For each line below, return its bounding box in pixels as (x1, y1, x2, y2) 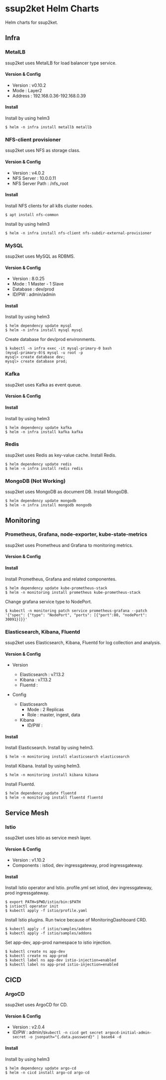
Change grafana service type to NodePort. (5, 598, 92, 605)
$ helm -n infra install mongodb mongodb (5, 503, 92, 508)
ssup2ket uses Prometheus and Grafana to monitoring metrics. (5, 542, 133, 548)
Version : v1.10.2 (12, 857, 46, 863)
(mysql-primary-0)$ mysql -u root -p (5, 350, 83, 355)
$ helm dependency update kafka (5, 425, 72, 430)
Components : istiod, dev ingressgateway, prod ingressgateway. (12, 862, 144, 868)
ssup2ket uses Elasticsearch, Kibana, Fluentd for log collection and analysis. (5, 639, 162, 645)
